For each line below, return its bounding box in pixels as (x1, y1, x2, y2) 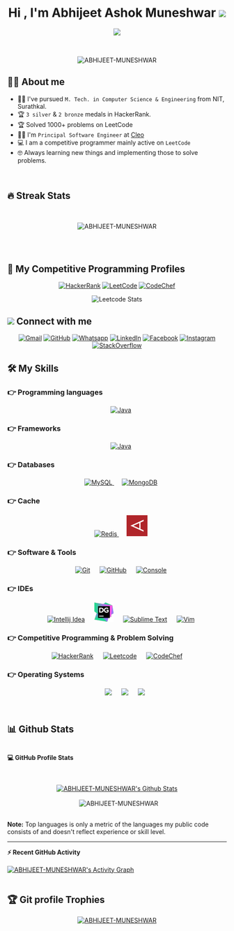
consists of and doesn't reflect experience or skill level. (7, 827, 166, 835)
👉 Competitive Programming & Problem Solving (7, 633, 174, 643)
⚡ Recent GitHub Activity (7, 848, 81, 856)
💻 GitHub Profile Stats (7, 753, 74, 761)
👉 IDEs (7, 583, 33, 593)
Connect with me (16, 315, 93, 327)
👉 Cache (7, 496, 40, 506)
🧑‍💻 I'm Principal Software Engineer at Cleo (17, 131, 145, 139)
